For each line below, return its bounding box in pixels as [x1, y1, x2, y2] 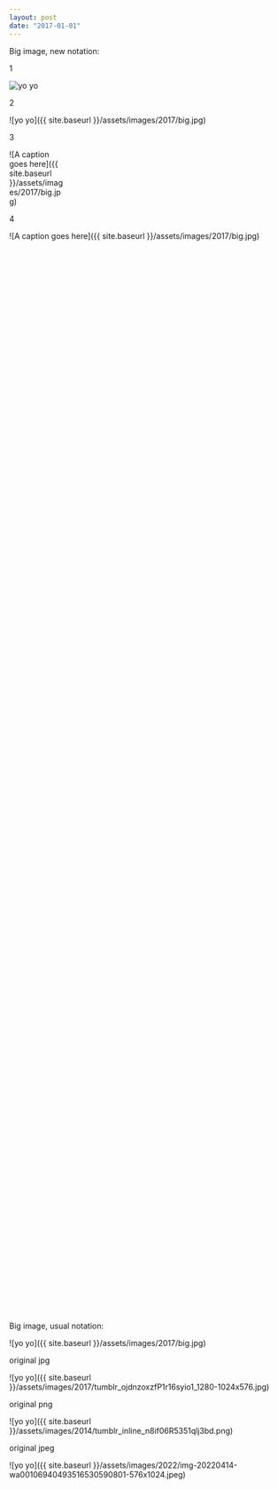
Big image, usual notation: [9, 1320, 104, 1331]
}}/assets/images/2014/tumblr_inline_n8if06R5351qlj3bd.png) [9, 1425, 234, 1436]
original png [9, 1398, 53, 1409]
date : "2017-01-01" [9, 21, 81, 30]
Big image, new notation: [9, 45, 100, 56]
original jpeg [9, 1442, 55, 1453]
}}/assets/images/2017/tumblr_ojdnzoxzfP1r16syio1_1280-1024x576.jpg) [9, 1382, 270, 1392]
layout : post [9, 12, 58, 22]
